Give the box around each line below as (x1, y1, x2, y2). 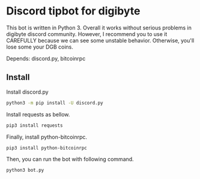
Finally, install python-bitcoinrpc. (6, 133, 88, 141)
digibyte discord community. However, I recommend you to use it (6, 30, 168, 37)
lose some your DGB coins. (6, 43, 74, 50)
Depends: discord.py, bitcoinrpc (6, 55, 86, 62)
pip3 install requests (6, 122, 63, 129)
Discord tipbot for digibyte (6, 4, 141, 18)
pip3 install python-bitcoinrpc (6, 145, 87, 151)
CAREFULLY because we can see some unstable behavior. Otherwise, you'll (6, 37, 195, 44)
